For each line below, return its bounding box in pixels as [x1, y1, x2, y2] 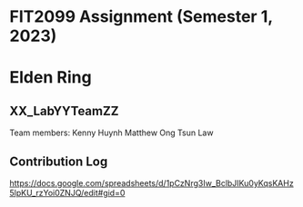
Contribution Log [9, 153, 108, 169]
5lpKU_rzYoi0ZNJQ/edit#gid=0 [9, 188, 126, 198]
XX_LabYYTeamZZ [9, 103, 119, 119]
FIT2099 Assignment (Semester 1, [9, 6, 273, 27]
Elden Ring [9, 67, 93, 88]
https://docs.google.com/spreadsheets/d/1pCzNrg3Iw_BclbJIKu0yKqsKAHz [9, 178, 294, 188]
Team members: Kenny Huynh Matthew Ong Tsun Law [9, 127, 214, 138]
